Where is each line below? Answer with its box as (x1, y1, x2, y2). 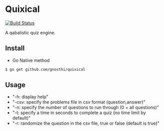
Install (5, 44, 25, 53)
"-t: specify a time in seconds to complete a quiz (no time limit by (12, 110, 146, 116)
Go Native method (12, 57, 50, 63)
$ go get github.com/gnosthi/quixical (5, 67, 85, 72)
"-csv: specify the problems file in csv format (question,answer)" (12, 99, 146, 105)
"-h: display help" (12, 94, 49, 100)
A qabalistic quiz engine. (5, 29, 56, 35)
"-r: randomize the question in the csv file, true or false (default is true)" (12, 121, 160, 127)
